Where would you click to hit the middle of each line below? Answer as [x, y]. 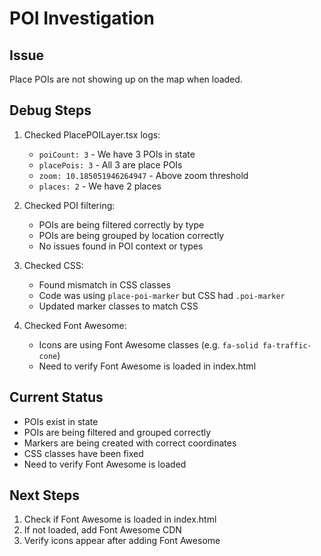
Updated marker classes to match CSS [118, 306]
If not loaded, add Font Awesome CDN [102, 530]
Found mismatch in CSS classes [104, 284]
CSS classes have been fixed [83, 453]
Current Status [56, 397]
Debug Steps [50, 110]
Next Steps [44, 495]
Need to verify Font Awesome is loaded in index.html [147, 366]
